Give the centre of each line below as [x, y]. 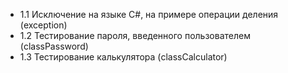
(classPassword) [54, 46]
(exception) [43, 25]
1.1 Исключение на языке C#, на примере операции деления [149, 14]
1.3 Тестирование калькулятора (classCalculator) [123, 57]
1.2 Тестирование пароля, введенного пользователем [135, 35]
